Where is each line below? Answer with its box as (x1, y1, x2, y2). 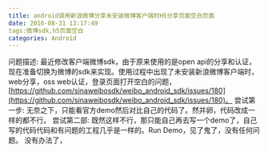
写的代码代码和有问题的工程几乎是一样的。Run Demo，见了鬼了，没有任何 (8, 126, 254, 135)
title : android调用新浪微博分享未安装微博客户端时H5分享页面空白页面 (8, 11, 214, 20)
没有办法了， (23, 135, 66, 145)
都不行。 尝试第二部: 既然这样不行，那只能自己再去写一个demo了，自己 (22, 115, 258, 125)
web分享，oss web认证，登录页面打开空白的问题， (8, 77, 176, 86)
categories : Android (8, 34, 78, 42)
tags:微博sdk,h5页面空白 (8, 26, 84, 34)
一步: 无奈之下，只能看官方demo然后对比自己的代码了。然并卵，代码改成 (8, 106, 249, 115)
